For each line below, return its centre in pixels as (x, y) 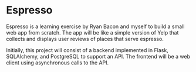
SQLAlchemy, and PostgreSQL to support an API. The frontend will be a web (98, 56)
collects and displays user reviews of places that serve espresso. (85, 39)
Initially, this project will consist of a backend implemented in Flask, (87, 50)
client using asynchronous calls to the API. (58, 63)
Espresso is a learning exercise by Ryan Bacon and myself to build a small (95, 26)
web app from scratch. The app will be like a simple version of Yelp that (92, 32)
